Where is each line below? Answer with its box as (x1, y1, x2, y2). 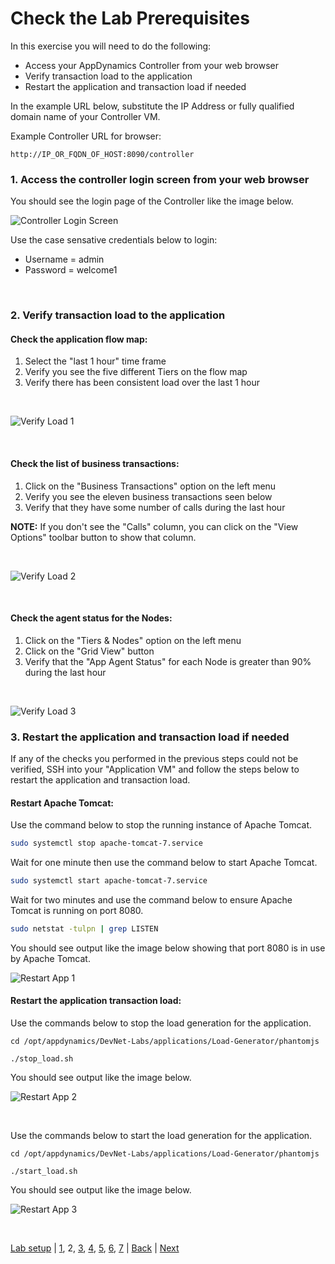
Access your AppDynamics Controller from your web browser (24, 59, 279, 71)
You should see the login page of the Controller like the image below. (10, 195, 294, 207)
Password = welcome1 (24, 264, 118, 276)
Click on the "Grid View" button (24, 645, 155, 657)
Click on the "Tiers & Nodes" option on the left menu (24, 634, 242, 646)
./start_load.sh (10, 1167, 78, 1177)
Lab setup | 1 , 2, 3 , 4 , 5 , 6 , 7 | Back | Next (10, 1242, 180, 1254)
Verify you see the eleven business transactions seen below (24, 490, 273, 502)
